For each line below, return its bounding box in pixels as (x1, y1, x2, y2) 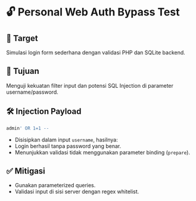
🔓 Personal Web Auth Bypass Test (6, 5, 180, 19)
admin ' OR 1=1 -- (6, 125, 49, 131)
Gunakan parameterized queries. (14, 182, 96, 189)
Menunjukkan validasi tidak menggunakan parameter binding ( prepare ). (14, 149, 191, 156)
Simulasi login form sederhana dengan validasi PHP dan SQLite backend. (6, 49, 186, 56)
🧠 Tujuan (6, 66, 40, 76)
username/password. (6, 88, 58, 95)
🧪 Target (6, 33, 38, 43)
